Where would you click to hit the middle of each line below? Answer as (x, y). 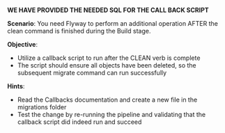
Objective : (23, 44)
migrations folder (42, 107)
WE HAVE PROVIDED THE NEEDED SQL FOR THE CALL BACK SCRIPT (108, 10)
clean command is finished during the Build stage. (79, 31)
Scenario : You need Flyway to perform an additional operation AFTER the (113, 23)
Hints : (16, 86)
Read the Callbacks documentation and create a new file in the (107, 100)
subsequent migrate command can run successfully (92, 73)
